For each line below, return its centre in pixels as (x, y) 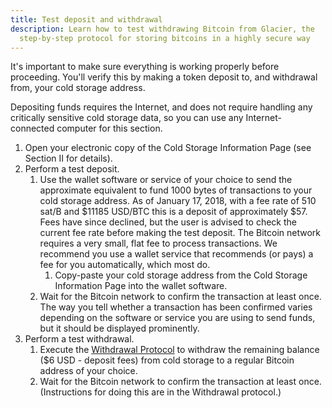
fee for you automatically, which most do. (125, 265)
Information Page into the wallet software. (141, 286)
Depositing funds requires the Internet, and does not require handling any (161, 107)
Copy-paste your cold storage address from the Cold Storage (181, 275)
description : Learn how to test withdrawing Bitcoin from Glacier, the (162, 29)
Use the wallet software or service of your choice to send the (166, 180)
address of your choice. (88, 371)
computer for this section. (109, 128)
